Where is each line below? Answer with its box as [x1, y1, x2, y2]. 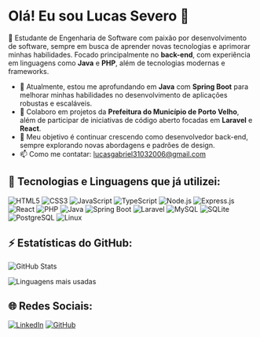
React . [19, 124, 42, 133]
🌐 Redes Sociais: [8, 299, 93, 313]
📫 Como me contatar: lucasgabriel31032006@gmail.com [19, 149, 207, 158]
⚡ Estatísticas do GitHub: [8, 236, 133, 250]
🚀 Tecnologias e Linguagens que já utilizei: [8, 175, 221, 188]
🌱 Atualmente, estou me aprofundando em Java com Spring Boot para [19, 82, 249, 91]
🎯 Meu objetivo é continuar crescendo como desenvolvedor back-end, [19, 131, 249, 141]
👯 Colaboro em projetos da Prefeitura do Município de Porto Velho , [19, 106, 240, 117]
